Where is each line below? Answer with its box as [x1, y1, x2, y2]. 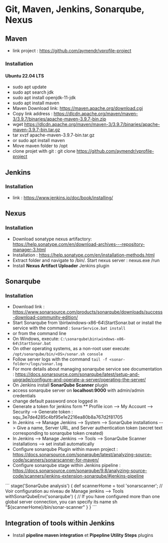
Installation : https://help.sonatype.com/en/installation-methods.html [12, 252, 155, 258]
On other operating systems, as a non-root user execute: [12, 346, 131, 352]
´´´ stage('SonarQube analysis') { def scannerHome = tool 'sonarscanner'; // [5, 483, 163, 489]
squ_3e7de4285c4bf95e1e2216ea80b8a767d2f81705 [12, 414, 123, 420]
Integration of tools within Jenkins [5, 519, 115, 527]
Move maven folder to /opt [12, 143, 68, 149]
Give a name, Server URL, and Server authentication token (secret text [17, 425, 162, 431]
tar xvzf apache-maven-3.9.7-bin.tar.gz [12, 132, 95, 138]
